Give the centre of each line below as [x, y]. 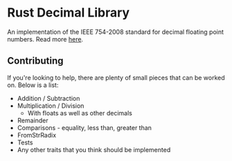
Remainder [33, 120]
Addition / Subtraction [48, 98]
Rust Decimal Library [69, 13]
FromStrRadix [37, 135]
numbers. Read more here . [45, 39]
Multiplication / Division [51, 106]
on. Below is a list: [33, 85]
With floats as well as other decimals [80, 113]
